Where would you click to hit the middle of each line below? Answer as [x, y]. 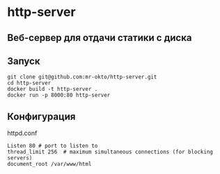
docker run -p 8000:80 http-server [59, 95]
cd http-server [29, 83]
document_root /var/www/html [49, 164]
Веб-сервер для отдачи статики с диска [100, 38]
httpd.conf [22, 133]
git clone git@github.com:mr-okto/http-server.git [82, 77]
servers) [20, 158]
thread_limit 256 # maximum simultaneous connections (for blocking [110, 152]
